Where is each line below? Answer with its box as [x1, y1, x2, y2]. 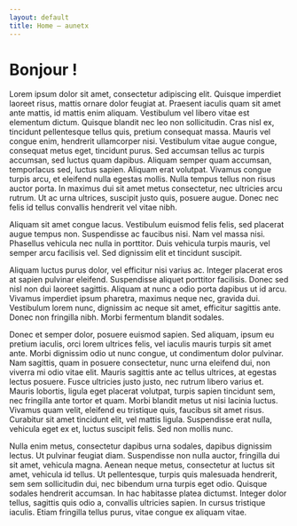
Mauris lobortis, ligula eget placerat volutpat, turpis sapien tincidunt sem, [9, 386, 277, 396]
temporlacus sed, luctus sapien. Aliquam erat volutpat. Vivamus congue [9, 164, 272, 175]
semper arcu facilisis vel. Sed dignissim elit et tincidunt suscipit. [9, 248, 242, 259]
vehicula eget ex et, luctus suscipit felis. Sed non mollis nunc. [9, 424, 233, 434]
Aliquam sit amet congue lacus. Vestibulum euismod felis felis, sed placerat [9, 219, 285, 230]
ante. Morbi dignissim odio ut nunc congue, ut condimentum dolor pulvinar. [9, 348, 284, 359]
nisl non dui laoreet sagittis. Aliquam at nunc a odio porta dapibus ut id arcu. [9, 283, 287, 294]
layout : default [9, 12, 69, 22]
